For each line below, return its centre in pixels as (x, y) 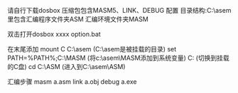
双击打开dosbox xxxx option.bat (54, 34)
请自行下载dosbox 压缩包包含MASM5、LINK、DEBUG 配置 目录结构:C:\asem (119, 10)
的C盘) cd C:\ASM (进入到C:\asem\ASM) (66, 67)
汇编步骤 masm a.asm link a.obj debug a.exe (72, 82)
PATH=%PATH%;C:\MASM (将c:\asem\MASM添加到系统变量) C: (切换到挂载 (118, 58)
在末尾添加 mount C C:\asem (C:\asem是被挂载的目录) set (92, 49)
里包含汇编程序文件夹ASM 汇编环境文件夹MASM (78, 19)
